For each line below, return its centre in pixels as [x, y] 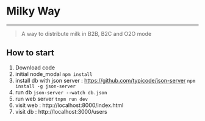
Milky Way [34, 11]
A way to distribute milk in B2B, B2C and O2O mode [86, 33]
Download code [35, 67]
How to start [30, 53]
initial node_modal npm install [54, 74]
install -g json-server [45, 86]
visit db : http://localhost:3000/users [61, 111]
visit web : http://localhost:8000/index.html [69, 105]
